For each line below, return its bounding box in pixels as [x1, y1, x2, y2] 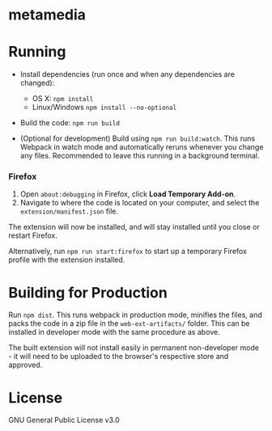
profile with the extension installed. [8, 255, 125, 264]
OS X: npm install [32, 94, 94, 104]
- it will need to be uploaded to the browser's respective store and [8, 352, 229, 361]
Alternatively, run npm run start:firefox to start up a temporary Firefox [8, 247, 247, 256]
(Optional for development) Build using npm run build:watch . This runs [19, 133, 256, 143]
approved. [8, 360, 43, 370]
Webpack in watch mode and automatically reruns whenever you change [19, 142, 264, 152]
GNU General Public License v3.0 [8, 415, 120, 425]
